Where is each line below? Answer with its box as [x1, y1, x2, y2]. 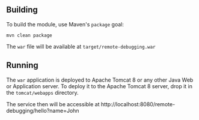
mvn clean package [6, 32, 52, 38]
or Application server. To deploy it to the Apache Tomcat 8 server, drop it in [6, 82, 193, 89]
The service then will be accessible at [6, 100, 100, 107]
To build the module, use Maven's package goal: [6, 20, 124, 28]
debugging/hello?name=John [6, 107, 79, 114]
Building [6, 5, 38, 15]
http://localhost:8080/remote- [100, 100, 176, 107]
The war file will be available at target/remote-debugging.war [6, 43, 156, 50]
